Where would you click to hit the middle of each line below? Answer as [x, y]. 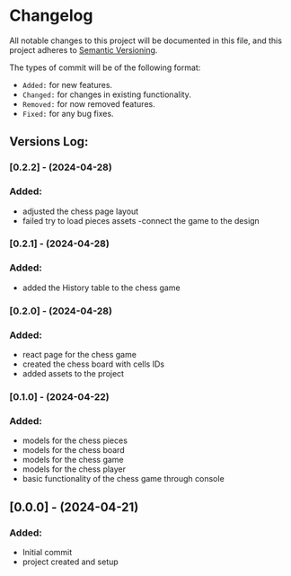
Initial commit [47, 552]
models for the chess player [74, 469]
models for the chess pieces [75, 440]
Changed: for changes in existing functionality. [106, 94]
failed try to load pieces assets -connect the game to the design [141, 220]
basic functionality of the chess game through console [123, 479]
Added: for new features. [67, 84]
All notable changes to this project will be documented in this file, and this [146, 40]
